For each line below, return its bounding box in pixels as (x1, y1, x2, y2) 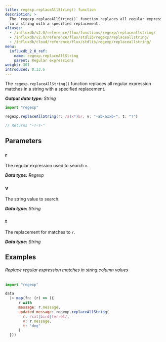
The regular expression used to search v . (5, 163, 89, 169)
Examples (5, 253, 36, 261)
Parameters (5, 137, 42, 145)
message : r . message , (18, 305, 61, 310)
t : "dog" (23, 323, 41, 328)
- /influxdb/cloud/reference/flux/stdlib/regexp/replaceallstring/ (9, 40, 152, 45)
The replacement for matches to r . (5, 229, 76, 235)
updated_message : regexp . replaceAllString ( (18, 309, 110, 314)
